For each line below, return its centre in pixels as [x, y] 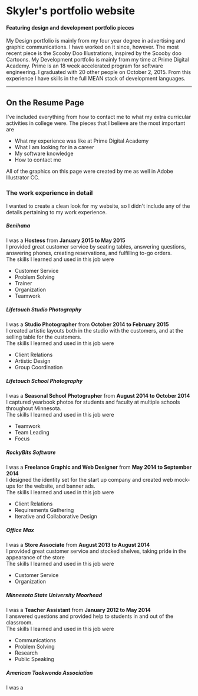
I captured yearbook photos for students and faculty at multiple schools [93, 402]
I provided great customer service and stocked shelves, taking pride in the [96, 551]
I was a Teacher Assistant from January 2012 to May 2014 [79, 610]
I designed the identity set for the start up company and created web [90, 480]
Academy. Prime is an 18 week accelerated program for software [85, 66]
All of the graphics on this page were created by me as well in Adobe [90, 171]
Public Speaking [34, 659]
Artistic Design [33, 361]
